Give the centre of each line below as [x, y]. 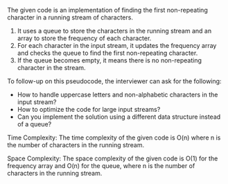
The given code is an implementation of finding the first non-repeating [107, 10]
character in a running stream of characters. [70, 17]
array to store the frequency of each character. [84, 38]
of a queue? [34, 124]
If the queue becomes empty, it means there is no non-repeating [109, 60]
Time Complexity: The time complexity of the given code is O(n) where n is [114, 137]
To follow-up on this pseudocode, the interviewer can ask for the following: [114, 81]
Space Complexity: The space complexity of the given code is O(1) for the [113, 158]
